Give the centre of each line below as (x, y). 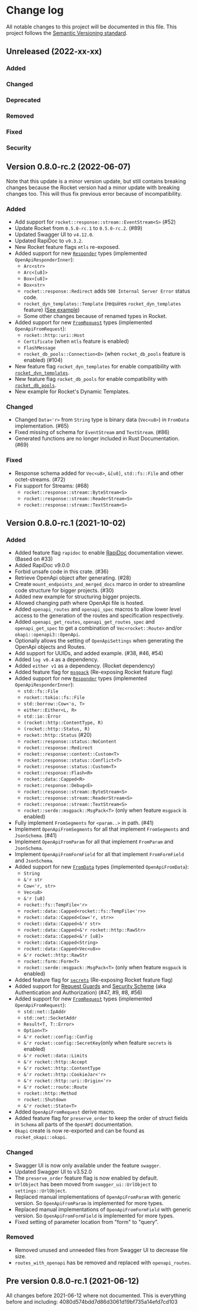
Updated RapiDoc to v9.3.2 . (49, 241)
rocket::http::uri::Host (54, 335)
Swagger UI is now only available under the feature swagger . (88, 1165)
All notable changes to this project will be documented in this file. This (92, 27)
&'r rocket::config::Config (58, 1037)
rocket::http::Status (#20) (58, 735)
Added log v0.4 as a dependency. (56, 659)
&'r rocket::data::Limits (55, 1056)
